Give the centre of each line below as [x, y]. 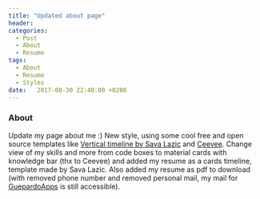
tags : [17, 61]
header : [21, 23]
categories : [28, 30]
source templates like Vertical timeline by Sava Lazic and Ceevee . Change [130, 144]
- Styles [30, 82]
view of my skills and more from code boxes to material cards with [118, 152]
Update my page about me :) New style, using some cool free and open [126, 135]
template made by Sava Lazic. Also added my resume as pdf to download [129, 169]
